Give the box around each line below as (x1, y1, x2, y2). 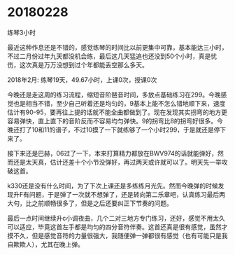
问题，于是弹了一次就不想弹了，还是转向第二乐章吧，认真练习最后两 (29, 190, 226, 198)
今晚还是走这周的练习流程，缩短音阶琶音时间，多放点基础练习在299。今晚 (7, 90, 221, 99)
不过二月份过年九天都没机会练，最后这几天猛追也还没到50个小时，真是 (7, 52, 211, 60)
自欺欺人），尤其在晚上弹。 (7, 240, 84, 249)
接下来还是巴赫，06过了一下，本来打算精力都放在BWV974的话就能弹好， (7, 149, 218, 158)
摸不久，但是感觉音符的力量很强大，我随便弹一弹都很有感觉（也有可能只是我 (7, 231, 228, 240)
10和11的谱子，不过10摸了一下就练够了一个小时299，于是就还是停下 (31, 125, 227, 134)
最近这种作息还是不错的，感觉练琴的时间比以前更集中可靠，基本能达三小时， (7, 43, 228, 51)
